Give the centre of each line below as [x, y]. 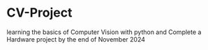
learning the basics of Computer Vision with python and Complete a [104, 32]
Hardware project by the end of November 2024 [76, 39]
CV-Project [39, 13]
